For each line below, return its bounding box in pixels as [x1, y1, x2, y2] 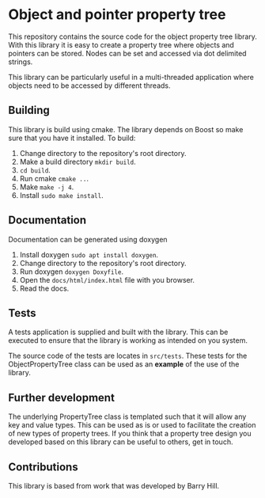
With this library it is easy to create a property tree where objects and [8, 40, 235, 49]
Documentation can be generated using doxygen [8, 234, 168, 244]
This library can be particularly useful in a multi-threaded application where [8, 72, 255, 82]
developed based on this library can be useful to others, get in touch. [8, 437, 233, 447]
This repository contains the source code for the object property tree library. [8, 32, 257, 41]
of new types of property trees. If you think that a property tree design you [8, 429, 252, 439]
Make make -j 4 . [19, 182, 74, 192]
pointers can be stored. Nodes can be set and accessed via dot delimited [8, 48, 247, 58]
